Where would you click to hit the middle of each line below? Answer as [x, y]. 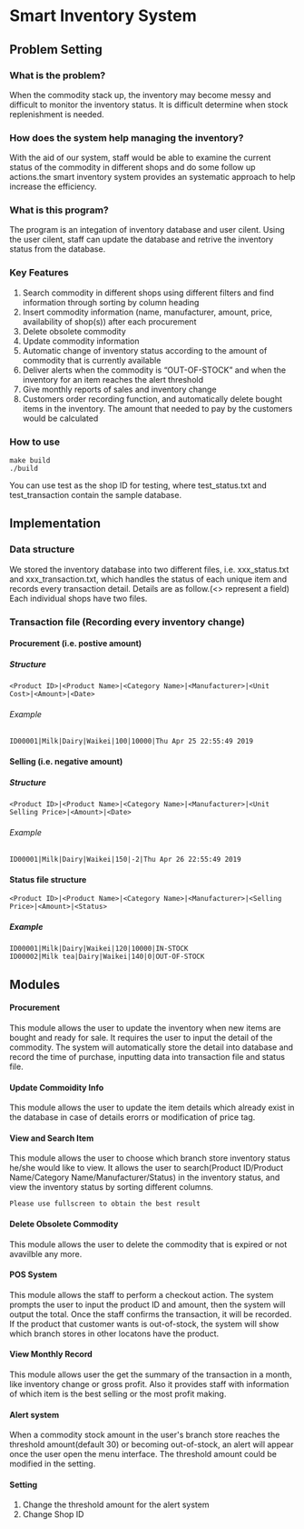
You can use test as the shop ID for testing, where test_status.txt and [138, 485]
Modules [35, 984]
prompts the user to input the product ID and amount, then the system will [147, 1304]
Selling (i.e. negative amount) [66, 762]
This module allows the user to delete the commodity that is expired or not [148, 1244]
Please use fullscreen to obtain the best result [105, 1204]
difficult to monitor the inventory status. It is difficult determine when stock [149, 105]
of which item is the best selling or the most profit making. [118, 1394]
